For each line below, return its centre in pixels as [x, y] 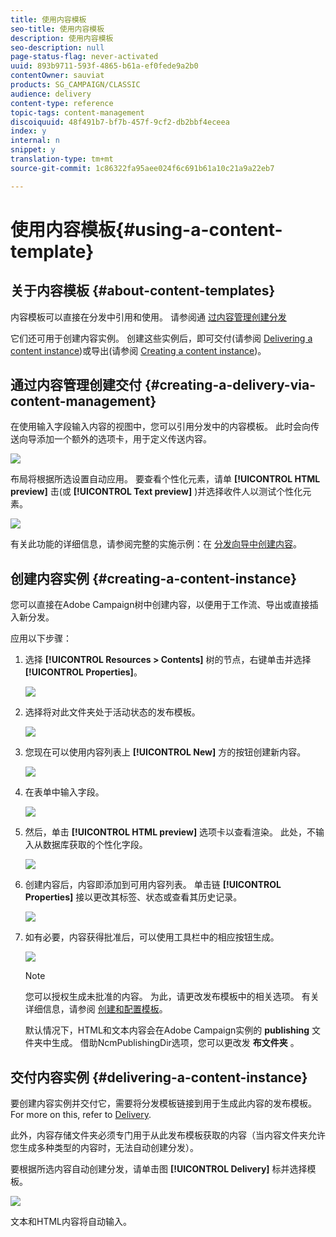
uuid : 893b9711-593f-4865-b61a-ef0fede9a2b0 [104, 66]
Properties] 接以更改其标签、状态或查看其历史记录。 [133, 897]
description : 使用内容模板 [62, 38]
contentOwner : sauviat [57, 76]
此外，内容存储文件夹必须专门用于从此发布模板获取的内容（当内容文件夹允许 [168, 1135]
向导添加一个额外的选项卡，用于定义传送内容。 [115, 439]
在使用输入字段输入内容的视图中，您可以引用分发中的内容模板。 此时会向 [160, 427]
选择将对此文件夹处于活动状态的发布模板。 [112, 712]
